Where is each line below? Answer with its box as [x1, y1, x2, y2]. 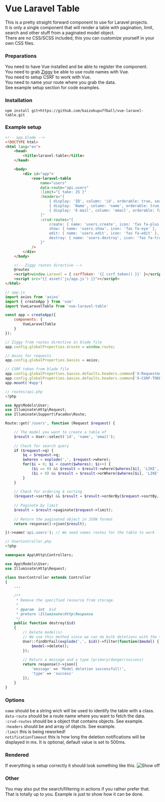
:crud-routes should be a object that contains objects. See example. [5, 718, 144, 724]
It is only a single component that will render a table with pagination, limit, [5, 24, 154, 30]
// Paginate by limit [14, 503, 58, 508]
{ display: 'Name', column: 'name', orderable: [49, 203, 148, 208]
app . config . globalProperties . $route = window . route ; [5, 344, 115, 349]
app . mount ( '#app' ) [5, 380, 43, 385]
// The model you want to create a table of [14, 430, 107, 435]
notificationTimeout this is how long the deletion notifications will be [5, 734, 145, 739]
